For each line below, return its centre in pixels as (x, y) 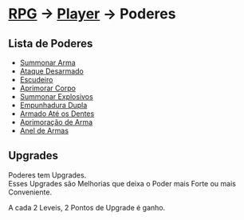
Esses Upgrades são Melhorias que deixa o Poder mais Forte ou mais (122, 183)
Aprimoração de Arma (56, 122)
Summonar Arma (47, 62)
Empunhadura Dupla (53, 105)
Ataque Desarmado (51, 71)
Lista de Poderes (51, 44)
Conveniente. (30, 192)
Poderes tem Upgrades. (47, 175)
